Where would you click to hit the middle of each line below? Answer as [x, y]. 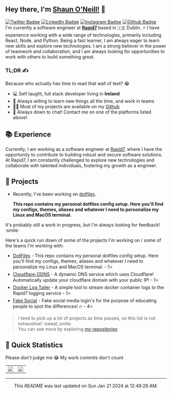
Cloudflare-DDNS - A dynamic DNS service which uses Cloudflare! [83, 274]
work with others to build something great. [50, 56]
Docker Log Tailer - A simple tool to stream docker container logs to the [88, 287]
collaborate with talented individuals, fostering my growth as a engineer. [81, 165]
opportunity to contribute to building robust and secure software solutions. [84, 154]
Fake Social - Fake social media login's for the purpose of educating [85, 300]
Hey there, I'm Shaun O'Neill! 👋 [56, 9]
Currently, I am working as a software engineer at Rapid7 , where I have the [84, 149]
